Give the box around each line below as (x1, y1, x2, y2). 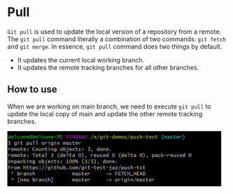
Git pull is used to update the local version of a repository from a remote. (7, 27, 222, 36)
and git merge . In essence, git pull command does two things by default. (7, 42, 223, 50)
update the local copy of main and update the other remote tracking (7, 109, 203, 118)
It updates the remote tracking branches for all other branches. (17, 63, 199, 71)
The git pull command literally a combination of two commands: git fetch (7, 34, 226, 43)
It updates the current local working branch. (17, 55, 145, 64)
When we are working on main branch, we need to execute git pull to (7, 102, 211, 111)
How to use (7, 83, 57, 95)
